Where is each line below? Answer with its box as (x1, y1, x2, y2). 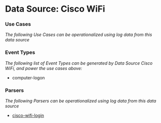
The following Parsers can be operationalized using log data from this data (5, 98, 157, 104)
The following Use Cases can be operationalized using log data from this (5, 32, 152, 37)
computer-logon (12, 74, 45, 81)
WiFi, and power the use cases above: (5, 65, 82, 71)
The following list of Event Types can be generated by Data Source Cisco (5, 60, 153, 66)
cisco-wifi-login (12, 113, 44, 119)
